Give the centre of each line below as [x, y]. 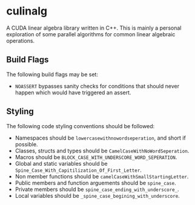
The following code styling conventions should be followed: [81, 126]
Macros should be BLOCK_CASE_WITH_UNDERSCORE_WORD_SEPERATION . [96, 157]
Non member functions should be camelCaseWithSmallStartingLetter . [102, 176]
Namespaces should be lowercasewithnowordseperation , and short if [100, 138]
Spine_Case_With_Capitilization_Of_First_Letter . [78, 170]
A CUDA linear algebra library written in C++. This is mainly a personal [94, 28]
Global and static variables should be [61, 163]
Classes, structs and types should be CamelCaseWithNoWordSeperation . [102, 151]
